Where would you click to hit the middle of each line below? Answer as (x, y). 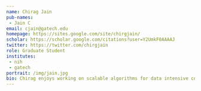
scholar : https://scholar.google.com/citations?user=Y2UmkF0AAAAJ (91, 40)
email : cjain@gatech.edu (37, 28)
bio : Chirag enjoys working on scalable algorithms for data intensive (97, 78)
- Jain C (20, 23)
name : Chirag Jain (29, 12)
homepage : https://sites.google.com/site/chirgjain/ (73, 34)
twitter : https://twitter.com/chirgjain (57, 45)
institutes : (21, 56)
